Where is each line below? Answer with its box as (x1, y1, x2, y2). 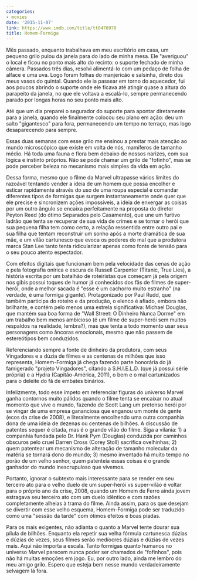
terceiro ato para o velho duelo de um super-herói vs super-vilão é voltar (6, 481, 182, 489)
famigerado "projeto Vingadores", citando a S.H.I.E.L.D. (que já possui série (6, 365, 188, 372)
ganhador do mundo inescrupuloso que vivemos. (6, 464, 125, 471)
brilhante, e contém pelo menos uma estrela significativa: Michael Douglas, (6, 304, 188, 311)
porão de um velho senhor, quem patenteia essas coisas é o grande (6, 457, 170, 464)
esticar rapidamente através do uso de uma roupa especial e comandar (6, 186, 179, 194)
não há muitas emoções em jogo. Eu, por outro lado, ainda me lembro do (6, 555, 182, 562)
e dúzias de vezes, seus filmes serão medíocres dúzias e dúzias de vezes (6, 536, 185, 543)
